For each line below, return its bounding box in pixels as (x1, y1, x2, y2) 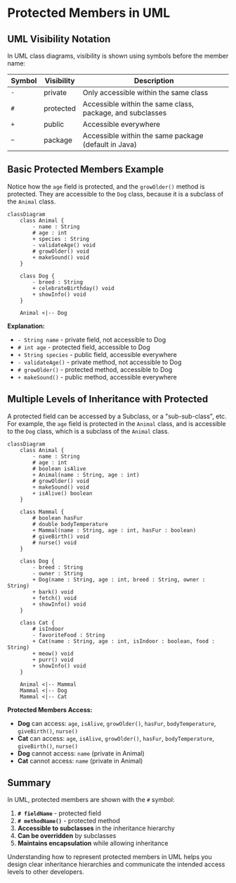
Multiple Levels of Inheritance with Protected (7, 393, 209, 406)
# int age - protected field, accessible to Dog (17, 343, 151, 351)
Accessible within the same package (82, 131, 204, 140)
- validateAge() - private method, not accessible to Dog (17, 358, 182, 366)
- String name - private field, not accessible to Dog (17, 335, 166, 344)
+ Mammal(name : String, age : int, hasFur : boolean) (32, 527, 197, 534)
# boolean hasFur (32, 514, 83, 522)
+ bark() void (32, 588, 74, 596)
